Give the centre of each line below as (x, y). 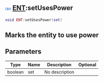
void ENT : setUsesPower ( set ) (34, 20)
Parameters (23, 51)
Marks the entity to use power (52, 35)
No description (59, 72)
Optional (87, 65)
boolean (15, 72)
